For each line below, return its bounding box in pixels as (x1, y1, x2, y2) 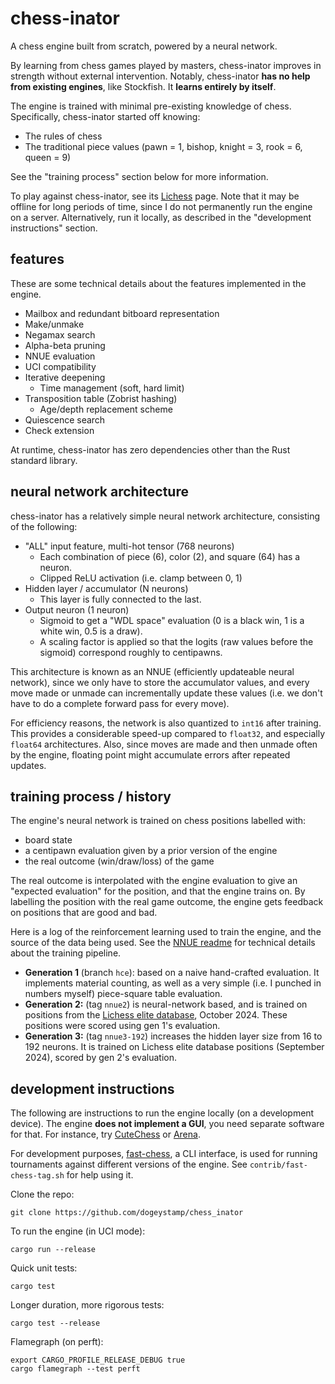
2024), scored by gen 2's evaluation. (24, 1052, 177, 1064)
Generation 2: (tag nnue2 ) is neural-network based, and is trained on (24, 998, 308, 1011)
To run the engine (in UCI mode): (10, 1225, 146, 1237)
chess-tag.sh (10, 1171, 65, 1181)
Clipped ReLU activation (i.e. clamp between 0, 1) (39, 572, 243, 584)
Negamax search (24, 328, 96, 341)
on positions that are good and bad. (10, 907, 158, 919)
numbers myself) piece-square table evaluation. (24, 988, 223, 1000)
